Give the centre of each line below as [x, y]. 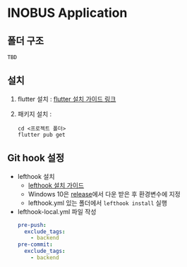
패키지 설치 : [35, 113]
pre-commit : [35, 244]
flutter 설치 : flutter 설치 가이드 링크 [67, 99]
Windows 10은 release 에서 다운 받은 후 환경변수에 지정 [104, 194]
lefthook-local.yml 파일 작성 [57, 211]
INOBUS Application [67, 13]
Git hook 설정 [36, 158]
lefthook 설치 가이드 [56, 185]
